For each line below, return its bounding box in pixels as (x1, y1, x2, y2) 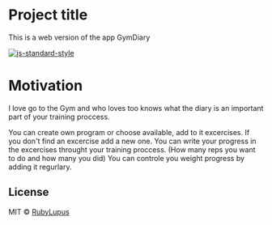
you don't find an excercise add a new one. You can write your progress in (8, 136, 257, 146)
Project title (8, 6, 88, 24)
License (8, 185, 49, 199)
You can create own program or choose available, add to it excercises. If (8, 127, 250, 137)
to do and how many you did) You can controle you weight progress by (8, 153, 245, 163)
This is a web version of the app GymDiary (8, 32, 151, 42)
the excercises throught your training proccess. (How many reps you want (8, 144, 257, 155)
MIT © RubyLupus (8, 206, 70, 216)
